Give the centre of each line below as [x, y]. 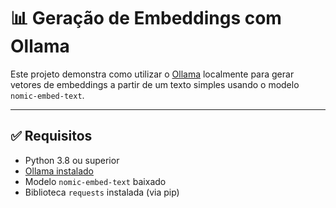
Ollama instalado [59, 171]
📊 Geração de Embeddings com [146, 18]
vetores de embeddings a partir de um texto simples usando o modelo [155, 84]
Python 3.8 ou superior [72, 160]
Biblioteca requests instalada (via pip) [102, 192]
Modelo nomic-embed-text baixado [95, 181]
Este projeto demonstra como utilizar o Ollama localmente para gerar [152, 74]
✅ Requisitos [51, 136]
